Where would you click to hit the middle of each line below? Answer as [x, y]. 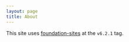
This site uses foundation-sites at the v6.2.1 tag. [65, 33]
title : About [22, 17]
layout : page [22, 11]
